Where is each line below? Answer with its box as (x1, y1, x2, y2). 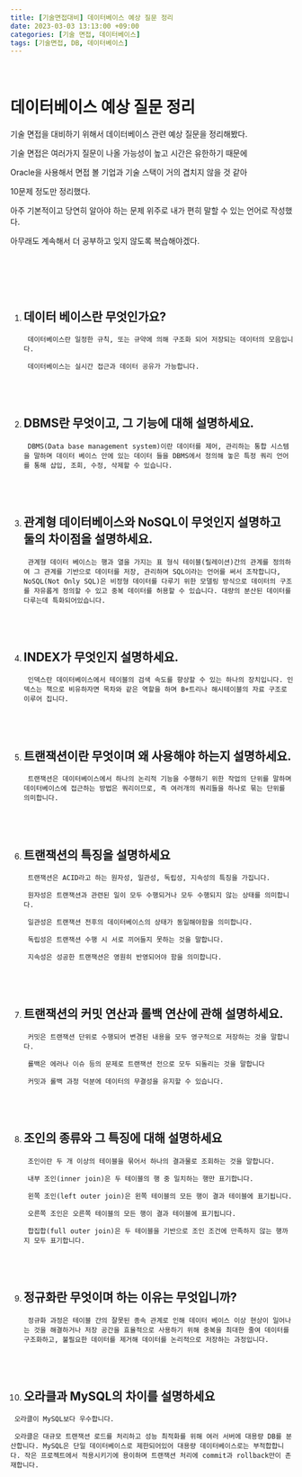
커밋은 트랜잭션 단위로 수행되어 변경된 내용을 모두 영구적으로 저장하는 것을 (27, 1032, 268, 1041)
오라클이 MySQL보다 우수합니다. (13, 1415, 115, 1424)
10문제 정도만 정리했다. (10, 186, 91, 197)
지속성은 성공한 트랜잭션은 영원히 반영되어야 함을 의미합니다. (27, 953, 223, 962)
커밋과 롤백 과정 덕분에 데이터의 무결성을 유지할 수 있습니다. (27, 1076, 224, 1085)
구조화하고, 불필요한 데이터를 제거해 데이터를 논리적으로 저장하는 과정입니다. (22, 1335, 270, 1344)
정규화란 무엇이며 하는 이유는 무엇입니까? (22, 1290, 237, 1305)
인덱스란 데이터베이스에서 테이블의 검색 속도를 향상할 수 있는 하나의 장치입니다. (27, 676, 284, 685)
